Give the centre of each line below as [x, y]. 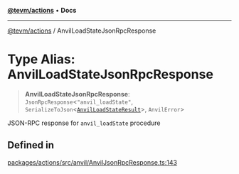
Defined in [31, 145]
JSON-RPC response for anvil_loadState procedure [84, 123]
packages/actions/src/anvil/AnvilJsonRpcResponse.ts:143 [92, 162]
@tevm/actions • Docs [42, 10]
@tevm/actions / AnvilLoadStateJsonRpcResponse [82, 31]
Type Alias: [42, 59]
